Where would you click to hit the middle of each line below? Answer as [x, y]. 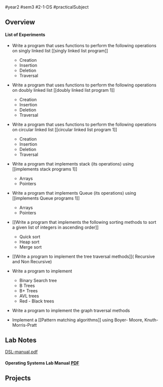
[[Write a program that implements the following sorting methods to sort [84, 222]
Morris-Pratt [25, 325]
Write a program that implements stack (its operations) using [73, 164]
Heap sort [29, 242]
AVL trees [29, 296]
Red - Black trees [37, 301]
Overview [20, 22]
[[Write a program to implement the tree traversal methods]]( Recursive [83, 256]
